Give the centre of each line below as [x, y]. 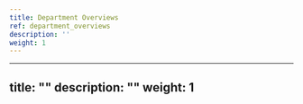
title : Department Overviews [64, 17]
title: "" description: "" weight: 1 [102, 87]
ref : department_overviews [60, 26]
